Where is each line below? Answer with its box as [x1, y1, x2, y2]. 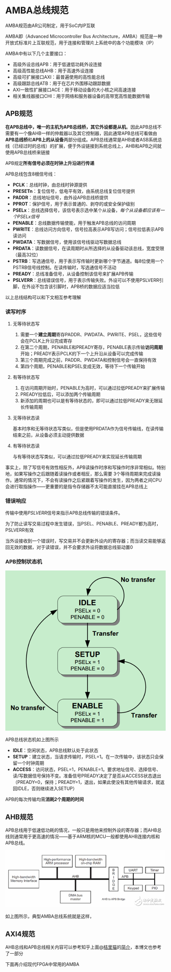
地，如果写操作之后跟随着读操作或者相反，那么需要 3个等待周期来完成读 [5, 471, 157, 477]
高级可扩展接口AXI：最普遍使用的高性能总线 [12, 74, 105, 80]
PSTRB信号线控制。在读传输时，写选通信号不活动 [12, 264, 117, 270]
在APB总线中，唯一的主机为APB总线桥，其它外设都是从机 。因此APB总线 [5, 124, 158, 130]
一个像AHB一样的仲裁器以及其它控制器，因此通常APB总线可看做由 [18, 130, 157, 136]
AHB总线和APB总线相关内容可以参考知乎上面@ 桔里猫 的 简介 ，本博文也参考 [5, 944, 162, 950]
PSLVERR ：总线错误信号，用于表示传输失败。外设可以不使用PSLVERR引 [12, 277, 164, 283]
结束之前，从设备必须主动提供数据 [12, 432, 84, 438]
